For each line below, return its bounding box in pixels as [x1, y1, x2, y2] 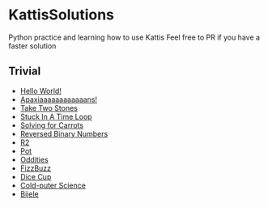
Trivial [8, 65, 41, 78]
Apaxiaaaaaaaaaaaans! [19, 95, 98, 104]
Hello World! [19, 86, 62, 95]
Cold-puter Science [19, 180, 87, 190]
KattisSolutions [8, 6, 115, 24]
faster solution [8, 40, 57, 50]
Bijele [19, 188, 39, 199]
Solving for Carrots [19, 120, 83, 130]
